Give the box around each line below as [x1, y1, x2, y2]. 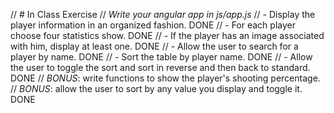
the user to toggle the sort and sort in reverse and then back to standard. [10, 62, 311, 73]
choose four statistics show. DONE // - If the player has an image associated [10, 30, 325, 41]
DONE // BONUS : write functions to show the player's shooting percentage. [10, 72, 321, 84]
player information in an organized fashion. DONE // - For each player [10, 19, 296, 31]
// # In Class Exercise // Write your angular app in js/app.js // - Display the [10, 9, 316, 20]
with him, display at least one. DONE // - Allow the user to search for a [10, 40, 299, 52]
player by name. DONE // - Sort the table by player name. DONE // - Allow [10, 51, 313, 63]
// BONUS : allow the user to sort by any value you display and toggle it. [10, 83, 303, 94]
